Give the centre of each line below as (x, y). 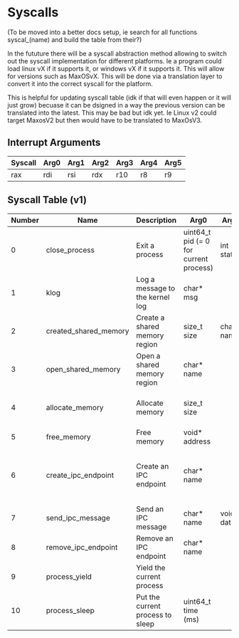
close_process (70, 250)
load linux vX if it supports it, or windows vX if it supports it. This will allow (116, 68)
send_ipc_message (78, 518)
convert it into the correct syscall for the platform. (80, 83)
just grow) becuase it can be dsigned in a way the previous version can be (116, 105)
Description (156, 220)
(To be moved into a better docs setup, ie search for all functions (102, 32)
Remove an (155, 538)
